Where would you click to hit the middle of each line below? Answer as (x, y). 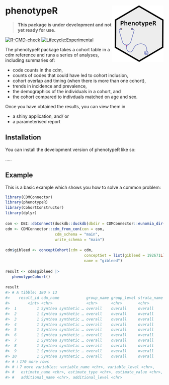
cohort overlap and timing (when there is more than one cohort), (79, 81)
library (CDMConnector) (29, 197)
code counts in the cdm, (37, 70)
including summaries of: (30, 60)
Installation (23, 138)
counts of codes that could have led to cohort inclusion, (70, 75)
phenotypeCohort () (31, 277)
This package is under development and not (64, 25)
